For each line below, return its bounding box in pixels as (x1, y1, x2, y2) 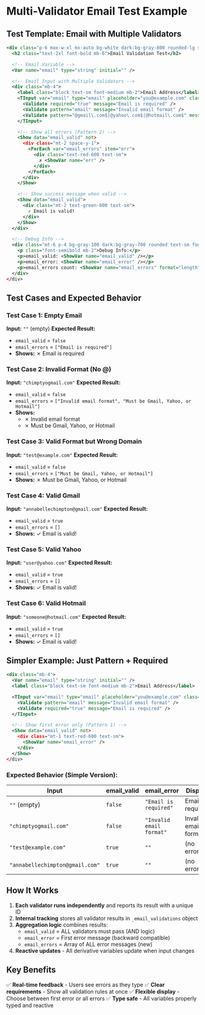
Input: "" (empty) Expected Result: (6, 325, 96, 332)
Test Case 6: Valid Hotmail (6, 599, 87, 608)
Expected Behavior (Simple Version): (6, 771, 118, 779)
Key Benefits (6, 965, 56, 975)
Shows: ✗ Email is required (15, 350, 84, 357)
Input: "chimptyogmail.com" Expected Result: (6, 379, 121, 386)
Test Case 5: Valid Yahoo (6, 545, 82, 553)
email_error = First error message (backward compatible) (24, 934, 170, 941)
